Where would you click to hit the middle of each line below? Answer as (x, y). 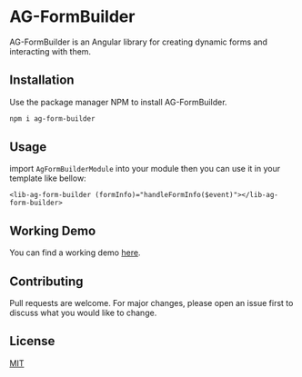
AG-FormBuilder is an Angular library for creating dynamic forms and (139, 42)
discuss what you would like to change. (83, 313)
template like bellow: (48, 178)
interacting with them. (50, 51)
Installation (42, 80)
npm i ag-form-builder (52, 119)
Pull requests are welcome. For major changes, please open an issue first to (151, 303)
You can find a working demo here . (75, 253)
